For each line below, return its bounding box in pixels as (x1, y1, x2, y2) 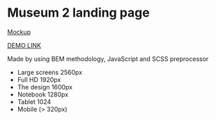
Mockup (7, 28, 31, 36)
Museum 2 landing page (7, 5, 150, 21)
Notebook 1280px (17, 90, 68, 98)
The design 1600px (17, 83, 73, 91)
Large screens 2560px (17, 68, 82, 76)
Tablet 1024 (17, 97, 52, 105)
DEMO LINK (7, 41, 42, 49)
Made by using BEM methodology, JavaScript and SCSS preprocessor (7, 54, 209, 63)
